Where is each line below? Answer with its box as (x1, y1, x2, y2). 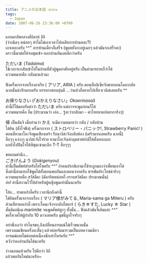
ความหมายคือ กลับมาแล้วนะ (5, 71, 49, 78)
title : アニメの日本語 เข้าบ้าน (5, 7, 58, 12)
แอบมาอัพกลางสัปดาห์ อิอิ (5, 34, 45, 40)
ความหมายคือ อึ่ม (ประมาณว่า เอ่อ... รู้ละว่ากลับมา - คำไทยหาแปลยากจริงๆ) (5, 109, 124, 115)
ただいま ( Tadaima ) (5, 61, 45, 66)
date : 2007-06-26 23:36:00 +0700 (5, 20, 73, 26)
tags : (5, 12, 16, 16)
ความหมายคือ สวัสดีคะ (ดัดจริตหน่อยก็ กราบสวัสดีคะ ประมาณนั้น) (5, 174, 109, 180)
